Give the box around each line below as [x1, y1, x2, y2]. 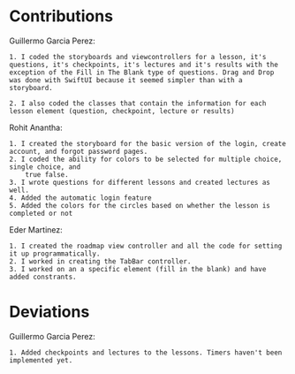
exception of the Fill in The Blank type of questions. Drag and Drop [9, 68, 275, 77]
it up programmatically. [9, 249, 101, 258]
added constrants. [9, 272, 77, 281]
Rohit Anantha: [9, 122, 64, 133]
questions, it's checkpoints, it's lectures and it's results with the [9, 60, 278, 69]
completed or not [9, 209, 73, 218]
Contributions [9, 6, 113, 27]
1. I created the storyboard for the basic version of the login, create [9, 139, 287, 148]
